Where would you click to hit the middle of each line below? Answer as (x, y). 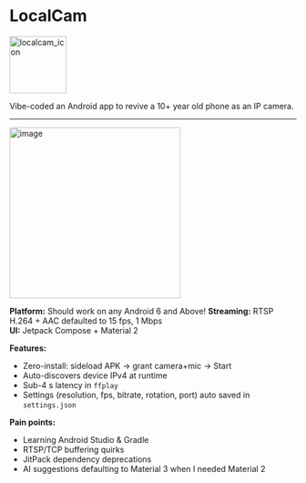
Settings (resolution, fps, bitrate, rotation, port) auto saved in (136, 395)
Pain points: (33, 422)
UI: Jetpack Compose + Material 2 (74, 330)
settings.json (49, 405)
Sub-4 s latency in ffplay (70, 385)
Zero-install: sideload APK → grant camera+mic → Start (127, 365)
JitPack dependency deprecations (87, 459)
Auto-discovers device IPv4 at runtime (95, 375)
